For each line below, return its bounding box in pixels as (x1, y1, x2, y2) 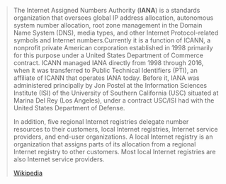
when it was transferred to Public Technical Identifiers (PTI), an (13, 67, 198, 74)
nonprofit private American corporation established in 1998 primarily (13, 44, 213, 52)
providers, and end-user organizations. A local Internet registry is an (13, 132, 213, 141)
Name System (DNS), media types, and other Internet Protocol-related (13, 28, 219, 37)
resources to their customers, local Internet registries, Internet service (13, 125, 218, 133)
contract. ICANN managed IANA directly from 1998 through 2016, (13, 59, 204, 67)
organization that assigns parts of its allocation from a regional (13, 140, 196, 148)
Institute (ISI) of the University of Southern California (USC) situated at (13, 88, 219, 97)
